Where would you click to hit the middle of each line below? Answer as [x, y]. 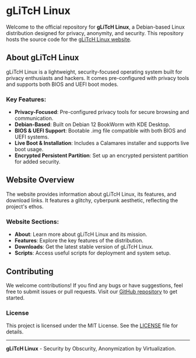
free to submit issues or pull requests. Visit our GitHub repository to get [92, 291]
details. [15, 332]
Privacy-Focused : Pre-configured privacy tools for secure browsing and [102, 112]
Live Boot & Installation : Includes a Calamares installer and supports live [102, 143]
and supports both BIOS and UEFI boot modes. [62, 84]
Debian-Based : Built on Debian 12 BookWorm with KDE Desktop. [92, 124]
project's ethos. [25, 206]
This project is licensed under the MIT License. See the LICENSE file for [92, 326]
